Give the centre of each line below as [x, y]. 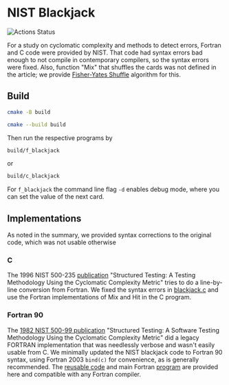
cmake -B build [29, 112]
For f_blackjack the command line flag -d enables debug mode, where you [113, 189]
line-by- [211, 283]
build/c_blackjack [33, 176]
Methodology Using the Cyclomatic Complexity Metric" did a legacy [103, 337]
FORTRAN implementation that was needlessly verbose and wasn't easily [111, 345]
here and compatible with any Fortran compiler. [74, 374]
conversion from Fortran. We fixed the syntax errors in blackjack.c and [119, 290]
